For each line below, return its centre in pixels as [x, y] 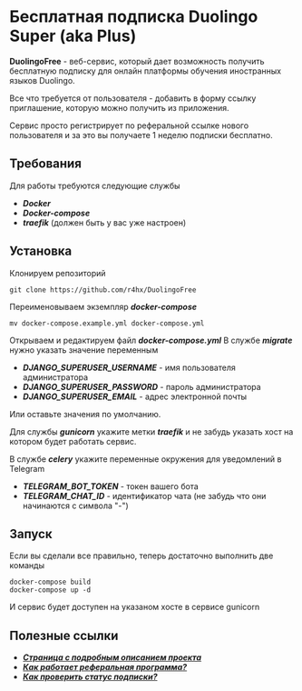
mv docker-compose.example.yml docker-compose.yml [107, 323]
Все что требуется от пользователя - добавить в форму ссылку [133, 98]
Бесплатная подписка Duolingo [134, 17]
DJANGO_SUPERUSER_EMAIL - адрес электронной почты [135, 396]
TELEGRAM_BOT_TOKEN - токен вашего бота [111, 486]
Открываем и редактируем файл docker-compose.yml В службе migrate [151, 340]
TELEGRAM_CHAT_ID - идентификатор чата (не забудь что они [144, 496]
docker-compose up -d [50, 590]
